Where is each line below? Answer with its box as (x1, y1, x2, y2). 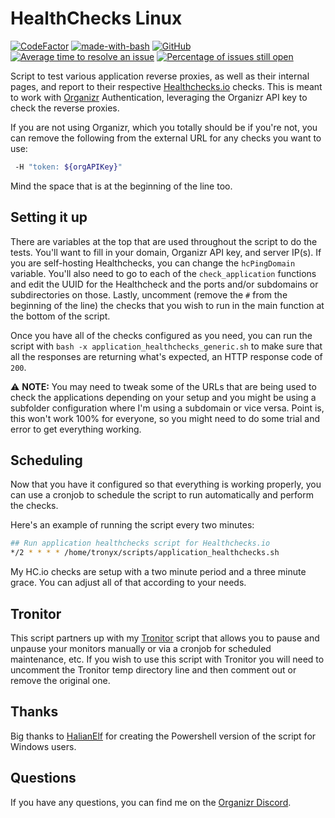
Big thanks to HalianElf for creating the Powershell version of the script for (10, 730, 317, 742)
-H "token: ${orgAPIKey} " (14, 162, 123, 172)
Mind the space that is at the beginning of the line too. (10, 180, 233, 192)
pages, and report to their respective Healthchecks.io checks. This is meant (10, 80, 323, 92)
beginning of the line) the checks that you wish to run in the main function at (10, 299, 325, 311)
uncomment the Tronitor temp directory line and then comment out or (10, 664, 297, 676)
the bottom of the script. (10, 310, 111, 322)
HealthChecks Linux (10, 7, 183, 30)
